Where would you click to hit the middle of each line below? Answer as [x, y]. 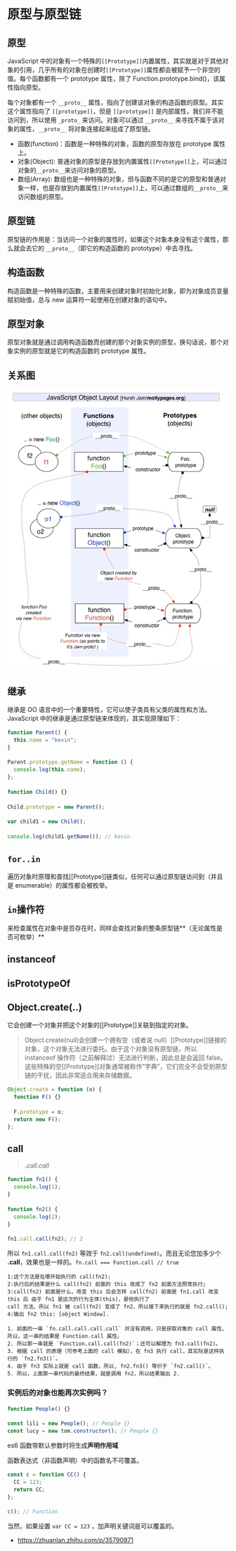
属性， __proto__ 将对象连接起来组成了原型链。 [87, 129]
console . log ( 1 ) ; [37, 1187]
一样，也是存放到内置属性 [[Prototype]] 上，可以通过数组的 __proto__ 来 [126, 188]
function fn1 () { [33, 1179]
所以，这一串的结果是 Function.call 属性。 [65, 1337]
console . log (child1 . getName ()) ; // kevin [69, 837]
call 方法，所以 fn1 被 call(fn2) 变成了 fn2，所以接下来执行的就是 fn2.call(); [118, 1307]
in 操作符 [26, 910]
